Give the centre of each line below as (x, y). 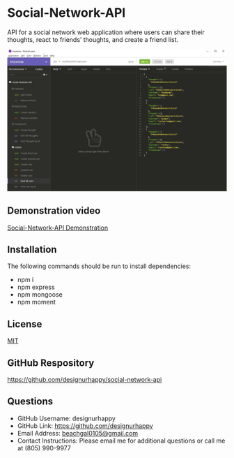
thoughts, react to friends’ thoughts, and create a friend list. (93, 39)
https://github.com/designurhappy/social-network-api (85, 380)
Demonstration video (54, 211)
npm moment (36, 302)
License (25, 324)
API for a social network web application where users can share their (106, 32)
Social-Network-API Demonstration (58, 228)
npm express (36, 287)
